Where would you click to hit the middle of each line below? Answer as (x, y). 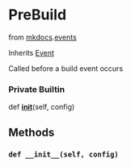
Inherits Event (32, 52)
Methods (32, 132)
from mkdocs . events (42, 37)
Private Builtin (37, 89)
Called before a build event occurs (66, 68)
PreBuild (38, 15)
